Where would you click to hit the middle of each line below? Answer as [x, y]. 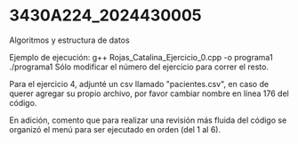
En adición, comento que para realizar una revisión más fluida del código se [148, 120]
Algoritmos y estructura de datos [70, 40]
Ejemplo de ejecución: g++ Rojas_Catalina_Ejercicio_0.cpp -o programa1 [141, 57]
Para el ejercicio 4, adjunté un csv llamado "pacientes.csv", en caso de [139, 84]
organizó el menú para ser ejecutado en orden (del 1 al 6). [115, 129]
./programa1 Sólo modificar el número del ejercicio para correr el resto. [139, 67]
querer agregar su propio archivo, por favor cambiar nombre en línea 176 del [149, 93]
